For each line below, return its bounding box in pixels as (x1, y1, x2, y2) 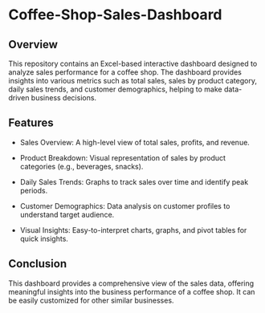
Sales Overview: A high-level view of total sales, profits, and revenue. (19, 137, 251, 147)
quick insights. (19, 234, 68, 243)
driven (8, 93, 30, 102)
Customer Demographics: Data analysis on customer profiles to (19, 201, 230, 210)
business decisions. (31, 93, 97, 102)
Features (8, 116, 54, 130)
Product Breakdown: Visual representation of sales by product (19, 152, 226, 162)
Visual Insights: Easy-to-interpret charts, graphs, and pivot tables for (19, 225, 247, 234)
